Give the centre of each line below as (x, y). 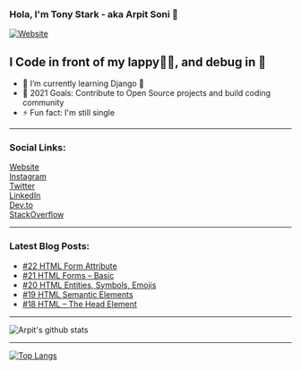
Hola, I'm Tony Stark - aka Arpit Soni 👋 (94, 14)
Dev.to (21, 205)
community (43, 103)
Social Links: (38, 148)
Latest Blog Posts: (50, 246)
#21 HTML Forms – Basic (68, 275)
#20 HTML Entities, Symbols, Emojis (89, 285)
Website (25, 167)
